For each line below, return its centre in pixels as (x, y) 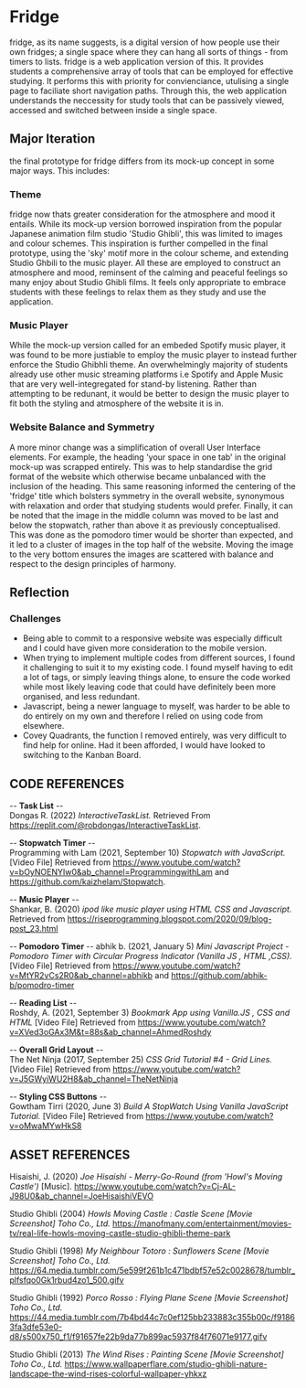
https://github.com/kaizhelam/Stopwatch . (88, 882)
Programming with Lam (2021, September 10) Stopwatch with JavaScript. (148, 853)
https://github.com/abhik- (219, 976)
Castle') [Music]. (41, 1186)
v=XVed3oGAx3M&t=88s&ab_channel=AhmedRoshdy (111, 1032)
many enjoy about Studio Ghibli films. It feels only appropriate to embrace (148, 283)
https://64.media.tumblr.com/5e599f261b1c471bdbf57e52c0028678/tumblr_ (153, 1270)
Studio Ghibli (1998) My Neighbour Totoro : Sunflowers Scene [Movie (139, 1251)
